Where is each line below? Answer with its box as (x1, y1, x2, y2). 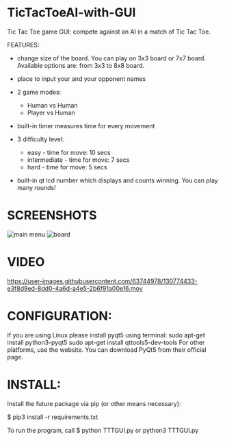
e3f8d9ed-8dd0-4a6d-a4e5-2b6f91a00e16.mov (7, 284, 143, 292)
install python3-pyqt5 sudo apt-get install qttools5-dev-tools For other (7, 338, 205, 346)
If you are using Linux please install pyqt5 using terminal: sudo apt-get (7, 331, 205, 339)
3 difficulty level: (16, 135, 64, 143)
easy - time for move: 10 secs (27, 148, 111, 156)
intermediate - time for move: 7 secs (27, 156, 130, 164)
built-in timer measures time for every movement (16, 121, 155, 130)
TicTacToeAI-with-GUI (7, 5, 136, 21)
